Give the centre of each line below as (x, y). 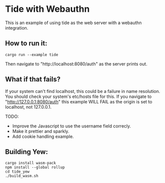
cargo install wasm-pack (31, 163)
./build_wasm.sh (22, 176)
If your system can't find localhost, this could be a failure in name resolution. (82, 91)
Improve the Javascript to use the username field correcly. (72, 126)
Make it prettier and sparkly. (41, 131)
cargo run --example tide (32, 55)
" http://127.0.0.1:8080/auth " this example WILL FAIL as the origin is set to (79, 101)
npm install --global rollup (35, 168)
